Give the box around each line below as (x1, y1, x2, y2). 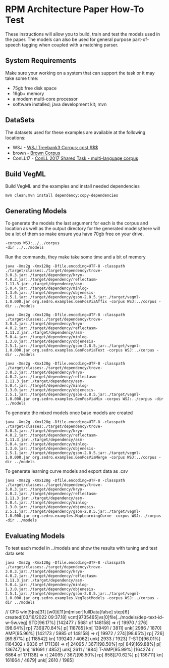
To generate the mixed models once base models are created (5, 410, 133, 416)
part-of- (132, 36, 149, 42)
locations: (5, 135, 26, 141)
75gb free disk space (12, 85, 57, 91)
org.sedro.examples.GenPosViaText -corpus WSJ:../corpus (32, 348, 155, 353)
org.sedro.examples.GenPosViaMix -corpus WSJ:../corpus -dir (32, 396, 164, 402)
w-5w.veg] (5, 619, 28, 626)
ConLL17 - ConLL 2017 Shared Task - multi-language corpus (12, 155, 139, 161)
